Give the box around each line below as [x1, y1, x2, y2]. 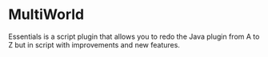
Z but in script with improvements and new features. [8, 40, 180, 49]
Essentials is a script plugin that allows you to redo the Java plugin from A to [8, 32, 260, 41]
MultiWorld [8, 6, 85, 24]
